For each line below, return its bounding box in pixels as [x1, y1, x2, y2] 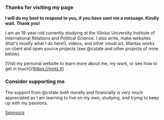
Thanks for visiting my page [5, 4, 74, 11]
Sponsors [5, 109, 25, 115]
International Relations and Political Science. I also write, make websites [5, 35, 151, 41]
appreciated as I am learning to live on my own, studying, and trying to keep [5, 94, 159, 100]
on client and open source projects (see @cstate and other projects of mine [5, 46, 159, 52]
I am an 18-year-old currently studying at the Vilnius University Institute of [5, 30, 155, 36]
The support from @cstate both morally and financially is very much [5, 89, 143, 95]
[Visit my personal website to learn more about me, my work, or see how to [5, 61, 158, 67]
